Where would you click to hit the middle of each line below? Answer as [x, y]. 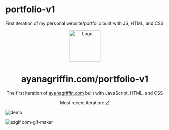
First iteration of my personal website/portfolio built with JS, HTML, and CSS [84, 23]
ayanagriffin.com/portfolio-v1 [85, 79]
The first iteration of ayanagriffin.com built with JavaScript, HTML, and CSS [85, 93]
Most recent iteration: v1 [85, 103]
